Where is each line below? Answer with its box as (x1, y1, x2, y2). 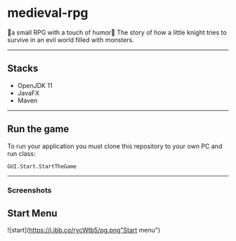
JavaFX (17, 89, 40, 97)
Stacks (7, 63, 39, 74)
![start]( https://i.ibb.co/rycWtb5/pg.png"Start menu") (7, 226, 161, 235)
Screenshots (7, 185, 52, 195)
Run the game (7, 123, 70, 135)
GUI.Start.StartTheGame (7, 163, 77, 170)
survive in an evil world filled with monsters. (7, 35, 135, 44)
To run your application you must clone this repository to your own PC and (7, 142, 223, 150)
